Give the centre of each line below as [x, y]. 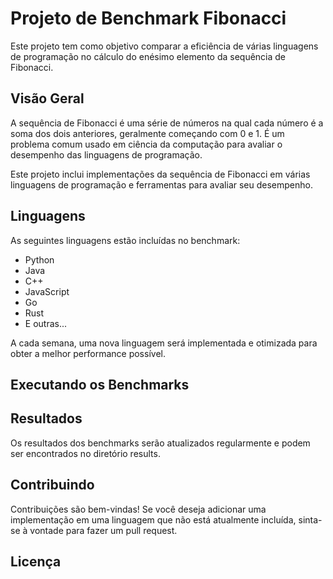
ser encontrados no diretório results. [85, 453]
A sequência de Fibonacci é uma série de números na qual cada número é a [167, 123]
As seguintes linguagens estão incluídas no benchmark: [125, 240]
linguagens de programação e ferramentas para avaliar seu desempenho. [161, 184]
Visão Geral [47, 98]
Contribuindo [52, 485]
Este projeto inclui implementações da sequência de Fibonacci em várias [160, 174]
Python [39, 259]
